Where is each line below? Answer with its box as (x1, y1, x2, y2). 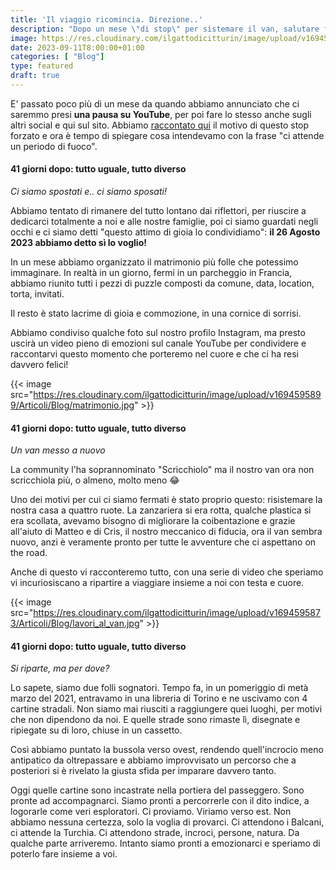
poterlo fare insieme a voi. (10, 848, 118, 860)
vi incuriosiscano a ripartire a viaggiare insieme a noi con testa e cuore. (10, 577, 305, 589)
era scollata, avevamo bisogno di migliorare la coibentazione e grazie (10, 515, 296, 527)
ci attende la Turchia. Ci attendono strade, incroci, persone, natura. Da (10, 827, 300, 839)
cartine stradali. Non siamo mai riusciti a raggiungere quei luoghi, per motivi (10, 703, 323, 715)
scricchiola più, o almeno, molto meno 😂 (10, 474, 180, 486)
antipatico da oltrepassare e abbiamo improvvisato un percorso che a (10, 754, 297, 766)
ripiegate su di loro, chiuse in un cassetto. (10, 724, 183, 736)
